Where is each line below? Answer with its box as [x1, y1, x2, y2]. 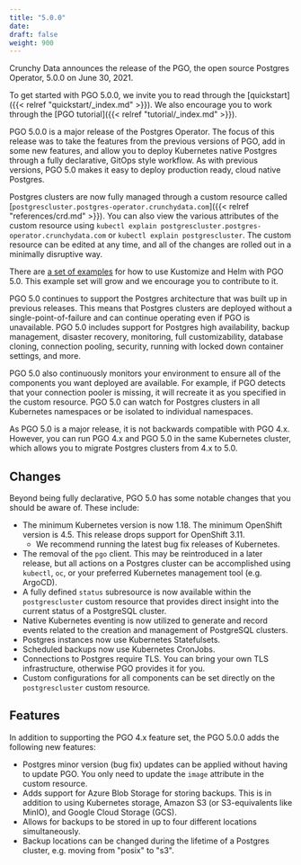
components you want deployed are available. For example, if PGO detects [9, 378, 286, 388]
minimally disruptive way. [9, 249, 103, 260]
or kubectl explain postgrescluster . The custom [107, 230, 292, 241]
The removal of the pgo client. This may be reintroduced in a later [22, 548, 263, 559]
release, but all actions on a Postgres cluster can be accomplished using [22, 558, 291, 569]
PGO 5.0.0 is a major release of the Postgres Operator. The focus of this [9, 127, 276, 138]
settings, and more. [9, 351, 81, 361]
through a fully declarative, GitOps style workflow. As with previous [9, 155, 259, 166]
